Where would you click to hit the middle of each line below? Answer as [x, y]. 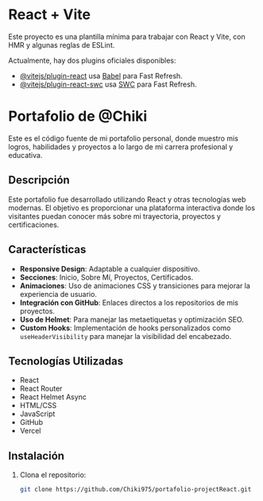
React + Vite [50, 15]
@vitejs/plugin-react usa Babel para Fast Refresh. [101, 75]
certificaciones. [34, 225]
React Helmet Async [53, 397]
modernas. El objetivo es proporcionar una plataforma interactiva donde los [132, 207]
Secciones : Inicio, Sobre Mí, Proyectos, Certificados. [106, 277]
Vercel [30, 431]
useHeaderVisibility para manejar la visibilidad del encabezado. [126, 336]
